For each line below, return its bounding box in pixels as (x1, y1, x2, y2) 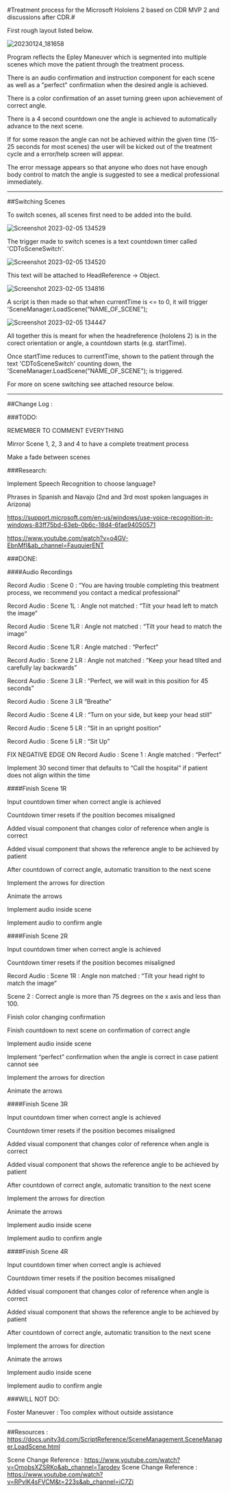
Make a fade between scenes (7, 453, 90, 461)
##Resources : (7, 1428, 49, 1436)
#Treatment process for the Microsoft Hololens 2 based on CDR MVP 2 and (7, 6, 220, 14)
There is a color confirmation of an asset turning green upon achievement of (7, 94, 223, 102)
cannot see (7, 1060, 39, 1068)
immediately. (7, 178, 43, 186)
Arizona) (7, 500, 31, 508)
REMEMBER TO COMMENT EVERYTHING (7, 427, 125, 434)
